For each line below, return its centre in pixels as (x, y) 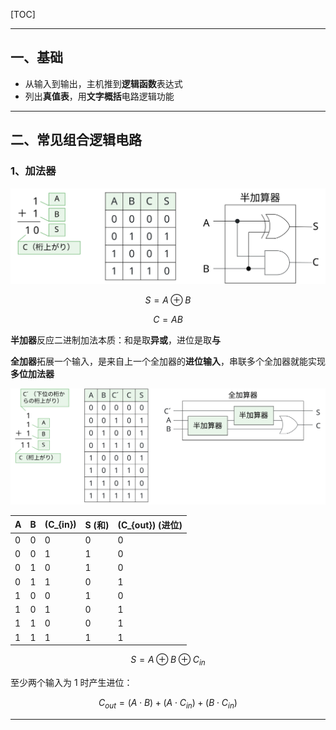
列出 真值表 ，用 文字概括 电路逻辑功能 (99, 96)
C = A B (168, 319)
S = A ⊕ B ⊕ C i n (168, 661)
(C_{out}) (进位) (150, 525)
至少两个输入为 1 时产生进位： (71, 682)
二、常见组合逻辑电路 (76, 140)
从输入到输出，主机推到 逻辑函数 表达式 (103, 83)
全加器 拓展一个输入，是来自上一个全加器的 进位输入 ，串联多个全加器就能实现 (168, 361)
